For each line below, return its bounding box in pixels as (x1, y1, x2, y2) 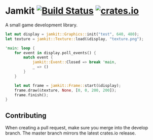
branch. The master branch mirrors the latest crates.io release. (5, 130, 136, 136)
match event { (23, 55, 53, 60)
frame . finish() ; (14, 92, 49, 97)
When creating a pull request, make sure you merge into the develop (5, 125, 148, 131)
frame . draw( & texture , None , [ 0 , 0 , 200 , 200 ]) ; (14, 88, 117, 93)
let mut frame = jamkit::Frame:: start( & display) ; (14, 83, 122, 88)
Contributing (5, 111, 47, 120)
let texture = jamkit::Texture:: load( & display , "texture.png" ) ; (5, 36, 144, 42)
